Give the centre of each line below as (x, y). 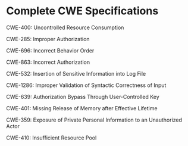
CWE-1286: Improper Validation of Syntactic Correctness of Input (86, 85)
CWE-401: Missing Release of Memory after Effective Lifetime (82, 108)
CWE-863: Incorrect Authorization (48, 62)
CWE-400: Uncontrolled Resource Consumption (65, 27)
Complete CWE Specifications (82, 11)
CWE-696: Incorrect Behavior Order (50, 50)
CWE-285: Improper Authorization (48, 39)
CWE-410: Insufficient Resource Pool (51, 138)
